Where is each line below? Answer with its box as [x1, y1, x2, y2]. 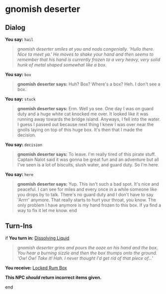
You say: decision [5, 142, 43, 147]
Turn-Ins [5, 222, 33, 230]
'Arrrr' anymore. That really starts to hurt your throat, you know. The [17, 197, 156, 203]
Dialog [5, 23, 26, 32]
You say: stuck [5, 96, 36, 102]
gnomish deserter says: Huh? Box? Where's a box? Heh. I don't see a [17, 81, 161, 87]
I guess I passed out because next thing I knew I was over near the [17, 122, 154, 127]
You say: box [5, 72, 31, 77]
